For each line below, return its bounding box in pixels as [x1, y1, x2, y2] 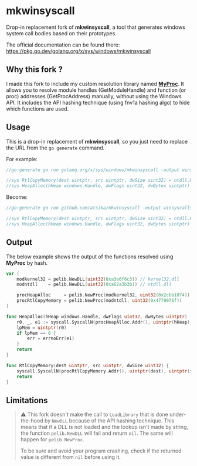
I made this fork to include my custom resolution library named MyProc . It [6, 80, 185, 87]
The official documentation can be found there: [6, 41, 120, 48]
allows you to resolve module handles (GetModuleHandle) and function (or [6, 86, 186, 94]
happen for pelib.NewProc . [20, 436, 84, 443]
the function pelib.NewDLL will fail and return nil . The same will [20, 430, 173, 437]
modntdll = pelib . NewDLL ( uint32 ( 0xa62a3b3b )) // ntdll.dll [16, 281, 172, 288]
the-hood [20, 417, 43, 424]
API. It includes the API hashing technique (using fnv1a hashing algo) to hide [6, 99, 190, 106]
